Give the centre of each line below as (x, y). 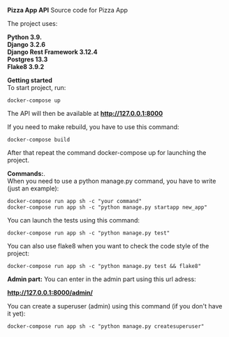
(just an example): (33, 188)
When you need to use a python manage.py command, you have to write (112, 181)
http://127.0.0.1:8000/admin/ (50, 293)
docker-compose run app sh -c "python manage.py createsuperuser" (106, 327)
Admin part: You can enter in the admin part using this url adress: (102, 279)
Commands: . (26, 173)
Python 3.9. (24, 37)
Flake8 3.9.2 (26, 67)
